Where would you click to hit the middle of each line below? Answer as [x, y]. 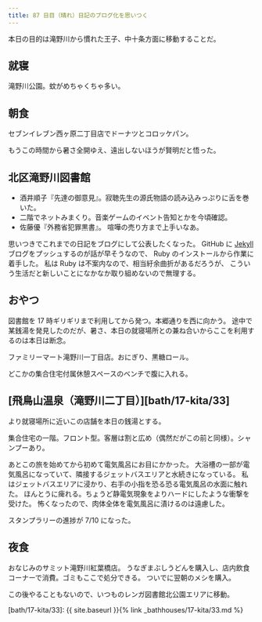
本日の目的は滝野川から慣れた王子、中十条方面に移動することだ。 [114, 38]
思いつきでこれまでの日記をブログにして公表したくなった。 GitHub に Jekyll [131, 244]
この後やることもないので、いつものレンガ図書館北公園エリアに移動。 [121, 594]
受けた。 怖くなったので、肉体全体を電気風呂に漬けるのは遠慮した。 [118, 504]
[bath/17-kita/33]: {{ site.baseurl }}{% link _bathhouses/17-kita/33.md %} [126, 609]
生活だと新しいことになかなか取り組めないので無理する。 [107, 273]
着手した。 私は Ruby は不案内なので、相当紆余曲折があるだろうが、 [118, 264]
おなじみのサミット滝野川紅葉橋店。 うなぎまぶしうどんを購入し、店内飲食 [129, 567]
